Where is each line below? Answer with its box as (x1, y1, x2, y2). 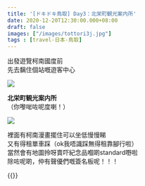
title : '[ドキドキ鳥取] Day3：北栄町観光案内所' (7, 10, 137, 18)
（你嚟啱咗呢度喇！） (7, 103, 69, 111)
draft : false (7, 23, 46, 30)
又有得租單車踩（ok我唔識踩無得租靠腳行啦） (7, 139, 139, 148)
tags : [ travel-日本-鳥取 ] (7, 37, 82, 44)
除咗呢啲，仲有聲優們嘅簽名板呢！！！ (7, 157, 118, 166)
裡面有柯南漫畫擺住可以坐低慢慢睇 (7, 131, 106, 139)
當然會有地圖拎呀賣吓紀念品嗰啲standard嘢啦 (7, 149, 139, 157)
